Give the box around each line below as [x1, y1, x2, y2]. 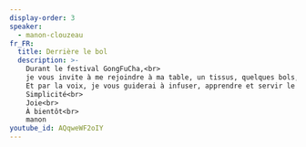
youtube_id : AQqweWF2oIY [9, 124, 104, 133]
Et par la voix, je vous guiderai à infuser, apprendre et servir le [25, 81, 296, 90]
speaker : [9, 22, 43, 31]
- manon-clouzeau [17, 30, 84, 39]
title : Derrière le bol [17, 47, 107, 57]
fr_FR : [9, 38, 35, 48]
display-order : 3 [9, 13, 76, 23]
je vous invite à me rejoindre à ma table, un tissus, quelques [25, 73, 275, 82]
